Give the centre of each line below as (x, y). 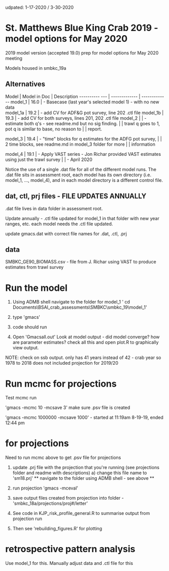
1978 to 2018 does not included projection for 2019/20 (62, 363)
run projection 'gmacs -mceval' (45, 488)
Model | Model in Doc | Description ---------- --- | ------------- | (73, 96)
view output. (26, 348)
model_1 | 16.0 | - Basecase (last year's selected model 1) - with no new (85, 102)
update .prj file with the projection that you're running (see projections (86, 468)
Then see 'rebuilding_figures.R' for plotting (57, 529)
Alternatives (25, 84)
